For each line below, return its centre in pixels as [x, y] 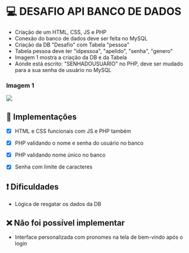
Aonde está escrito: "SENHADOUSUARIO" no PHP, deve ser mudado [99, 64]
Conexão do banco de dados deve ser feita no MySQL [81, 38]
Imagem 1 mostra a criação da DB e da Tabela [71, 57]
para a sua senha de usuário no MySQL [63, 70]
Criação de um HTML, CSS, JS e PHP [61, 32]
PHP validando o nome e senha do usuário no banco [79, 143]
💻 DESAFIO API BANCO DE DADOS [94, 12]
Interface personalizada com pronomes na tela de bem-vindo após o [99, 237]
